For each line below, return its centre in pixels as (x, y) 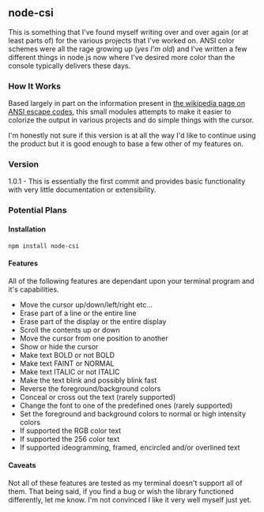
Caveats (22, 465)
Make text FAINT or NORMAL (67, 363)
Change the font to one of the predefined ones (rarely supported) (126, 405)
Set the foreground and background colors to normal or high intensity (133, 413)
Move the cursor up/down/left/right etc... (86, 304)
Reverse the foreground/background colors (90, 388)
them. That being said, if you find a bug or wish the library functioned (121, 491)
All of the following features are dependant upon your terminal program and (131, 280)
